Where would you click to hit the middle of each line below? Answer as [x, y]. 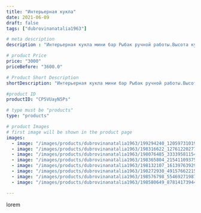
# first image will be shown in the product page [69, 132]
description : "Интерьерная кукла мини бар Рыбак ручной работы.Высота [97, 45]
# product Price [26, 56]
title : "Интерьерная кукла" [41, 12]
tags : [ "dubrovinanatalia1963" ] [46, 28]
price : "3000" [24, 61]
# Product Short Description [42, 77]
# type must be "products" [40, 110]
